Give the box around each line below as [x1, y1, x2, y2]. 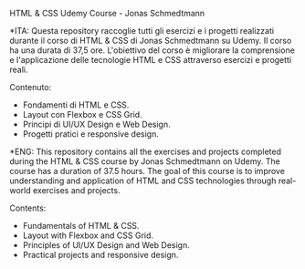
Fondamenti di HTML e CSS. [22, 99, 130, 110]
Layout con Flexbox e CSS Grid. [22, 109, 143, 119]
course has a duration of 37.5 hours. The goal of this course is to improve [9, 166, 286, 176]
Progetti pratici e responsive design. [22, 129, 160, 140]
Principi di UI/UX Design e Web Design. [22, 119, 171, 129]
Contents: [9, 202, 47, 213]
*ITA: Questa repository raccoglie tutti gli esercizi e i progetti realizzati [9, 26, 275, 36]
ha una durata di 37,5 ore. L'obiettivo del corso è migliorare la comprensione [9, 45, 295, 56]
